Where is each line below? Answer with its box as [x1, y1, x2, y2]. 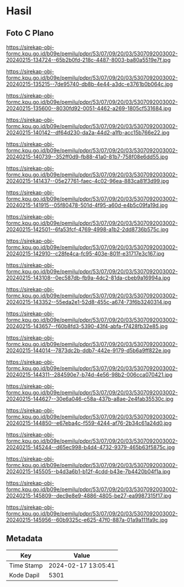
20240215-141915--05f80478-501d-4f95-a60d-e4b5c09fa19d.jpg [6, 201, 168, 209]
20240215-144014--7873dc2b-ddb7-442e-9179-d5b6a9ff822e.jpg [6, 347, 171, 354]
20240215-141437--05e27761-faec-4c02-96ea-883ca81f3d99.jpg [6, 178, 169, 184]
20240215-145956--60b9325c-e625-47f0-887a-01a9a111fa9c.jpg [6, 517, 168, 523]
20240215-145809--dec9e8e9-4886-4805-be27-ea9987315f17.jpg [6, 492, 172, 499]
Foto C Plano [6, 28, 54, 38]
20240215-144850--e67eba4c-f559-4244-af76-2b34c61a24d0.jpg [6, 420, 172, 427]
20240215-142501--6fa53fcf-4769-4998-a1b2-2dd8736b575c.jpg [6, 226, 169, 233]
